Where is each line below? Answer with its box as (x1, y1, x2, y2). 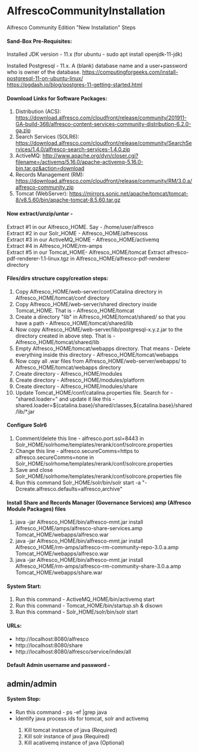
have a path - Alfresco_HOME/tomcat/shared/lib (15, 319, 133, 326)
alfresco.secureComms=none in (15, 454, 94, 461)
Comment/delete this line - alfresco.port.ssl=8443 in (15, 435, 144, 442)
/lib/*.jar (15, 408, 35, 415)
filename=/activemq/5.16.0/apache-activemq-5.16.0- (15, 159, 144, 166)
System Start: (7, 583, 42, 590)
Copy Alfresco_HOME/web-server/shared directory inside (15, 300, 157, 307)
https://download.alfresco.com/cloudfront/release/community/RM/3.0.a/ (15, 177, 192, 185)
